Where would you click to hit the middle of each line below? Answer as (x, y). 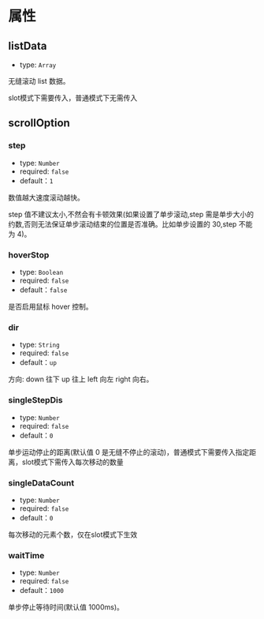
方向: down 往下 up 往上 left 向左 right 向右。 (81, 379)
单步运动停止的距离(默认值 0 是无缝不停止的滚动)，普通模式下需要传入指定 (129, 452)
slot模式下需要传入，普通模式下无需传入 (73, 98)
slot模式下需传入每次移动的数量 (73, 462)
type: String (40, 345)
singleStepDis (35, 400)
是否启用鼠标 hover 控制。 (50, 306)
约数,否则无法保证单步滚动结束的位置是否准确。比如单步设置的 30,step (123, 224)
